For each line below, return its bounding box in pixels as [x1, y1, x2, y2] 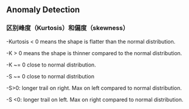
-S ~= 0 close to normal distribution [6, 72, 95, 80]
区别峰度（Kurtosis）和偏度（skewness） [6, 24, 129, 32]
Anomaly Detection [6, 5, 80, 15]
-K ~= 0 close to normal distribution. [6, 61, 96, 68]
